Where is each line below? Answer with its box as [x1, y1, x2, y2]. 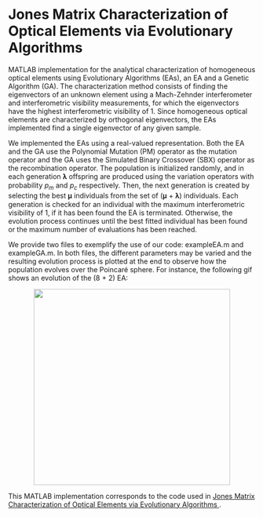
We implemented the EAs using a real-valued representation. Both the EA [8, 138, 245, 147]
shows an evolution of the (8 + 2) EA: [8, 273, 128, 282]
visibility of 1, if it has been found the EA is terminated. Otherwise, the [8, 208, 233, 217]
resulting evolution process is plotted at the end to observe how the [8, 257, 227, 266]
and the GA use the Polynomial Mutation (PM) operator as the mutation [8, 147, 238, 156]
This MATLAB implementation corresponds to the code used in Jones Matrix [8, 491, 255, 501]
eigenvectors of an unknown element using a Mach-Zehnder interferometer [8, 89, 253, 99]
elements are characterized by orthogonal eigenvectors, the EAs [8, 115, 217, 124]
